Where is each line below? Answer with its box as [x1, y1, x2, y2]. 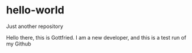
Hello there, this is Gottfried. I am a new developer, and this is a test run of [6, 34, 187, 41]
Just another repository [6, 23, 64, 30]
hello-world [6, 3, 65, 17]
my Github [6, 40, 31, 47]
